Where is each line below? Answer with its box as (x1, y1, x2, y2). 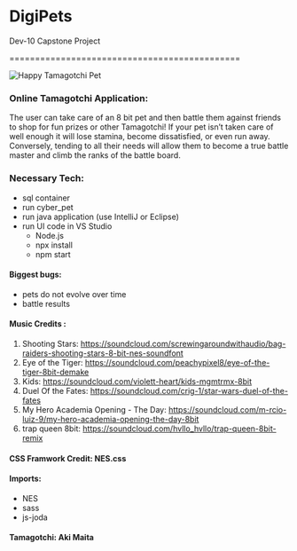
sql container (21, 193, 71, 203)
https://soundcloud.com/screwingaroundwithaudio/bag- (80, 338, 286, 349)
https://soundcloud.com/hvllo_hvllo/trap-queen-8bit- (82, 423, 277, 434)
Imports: (9, 473, 42, 484)
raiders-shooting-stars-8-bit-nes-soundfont (21, 348, 184, 358)
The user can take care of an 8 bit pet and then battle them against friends (9, 113, 282, 123)
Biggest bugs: (9, 269, 62, 280)
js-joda (21, 512, 49, 523)
